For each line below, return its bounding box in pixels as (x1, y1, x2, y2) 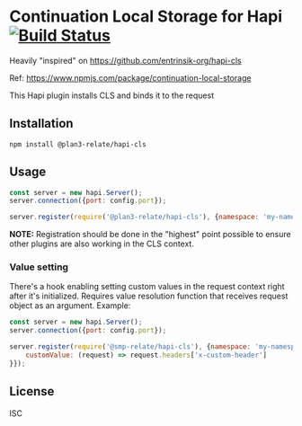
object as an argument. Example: (9, 300, 131, 311)
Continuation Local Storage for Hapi (9, 6, 283, 27)
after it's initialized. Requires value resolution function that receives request (9, 290, 289, 302)
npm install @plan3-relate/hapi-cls (9, 139, 147, 149)
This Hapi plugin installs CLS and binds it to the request (9, 90, 214, 101)
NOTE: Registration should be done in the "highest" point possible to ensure (9, 229, 291, 240)
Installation (9, 116, 74, 131)
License (9, 384, 55, 399)
